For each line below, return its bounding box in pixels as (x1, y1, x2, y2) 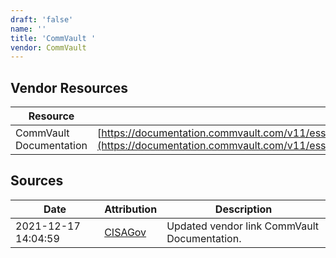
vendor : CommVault (10, 42, 87, 53)
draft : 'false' (10, 14, 74, 25)
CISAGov (104, 225, 147, 239)
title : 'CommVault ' (10, 33, 97, 43)
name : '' (10, 24, 47, 34)
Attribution (104, 202, 158, 216)
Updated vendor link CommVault (166, 219, 320, 233)
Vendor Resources (10, 79, 129, 96)
